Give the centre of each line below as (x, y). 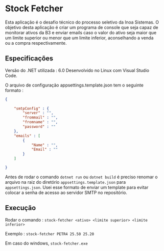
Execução (21, 208)
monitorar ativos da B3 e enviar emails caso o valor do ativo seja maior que (81, 32)
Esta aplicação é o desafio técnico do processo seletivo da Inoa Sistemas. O (82, 22)
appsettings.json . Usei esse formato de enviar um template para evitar (77, 187)
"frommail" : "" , (40, 118)
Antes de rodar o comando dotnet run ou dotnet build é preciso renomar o (82, 177)
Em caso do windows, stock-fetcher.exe (47, 243)
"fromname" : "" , (40, 122)
